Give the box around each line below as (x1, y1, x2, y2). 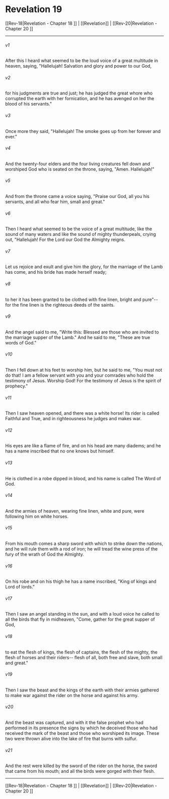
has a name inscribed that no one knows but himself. (5, 448, 115, 454)
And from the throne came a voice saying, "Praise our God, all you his (5, 193, 150, 199)
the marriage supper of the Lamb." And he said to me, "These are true (5, 334, 150, 340)
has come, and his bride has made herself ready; (5, 269, 107, 275)
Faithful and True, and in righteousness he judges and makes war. (5, 416, 142, 422)
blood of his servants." (5, 101, 52, 107)
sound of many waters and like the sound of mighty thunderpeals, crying (5, 231, 156, 237)
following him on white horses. (5, 513, 69, 519)
